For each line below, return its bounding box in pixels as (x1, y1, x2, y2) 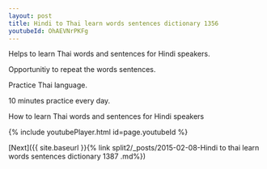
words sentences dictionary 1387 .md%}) (8, 151, 146, 162)
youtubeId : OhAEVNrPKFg (8, 27, 89, 35)
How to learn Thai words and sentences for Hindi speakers (8, 112, 205, 121)
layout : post (8, 11, 53, 20)
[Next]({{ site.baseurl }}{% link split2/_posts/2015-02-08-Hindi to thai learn (8, 143, 260, 153)
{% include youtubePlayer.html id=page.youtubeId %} (8, 127, 189, 137)
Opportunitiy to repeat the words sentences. (8, 65, 156, 74)
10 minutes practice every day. (8, 96, 111, 106)
